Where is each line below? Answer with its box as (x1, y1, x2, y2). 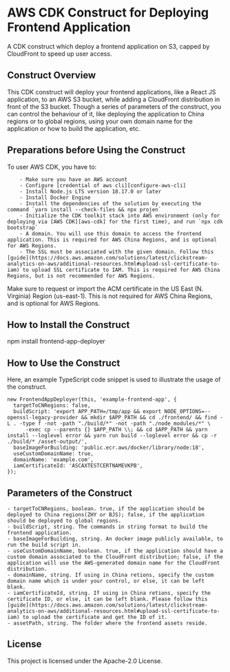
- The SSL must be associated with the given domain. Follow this (19, 248, 214, 255)
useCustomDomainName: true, (13, 450, 94, 457)
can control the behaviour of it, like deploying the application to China (7, 109, 205, 118)
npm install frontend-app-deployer (7, 337, 105, 346)
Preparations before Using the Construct (7, 145, 186, 156)
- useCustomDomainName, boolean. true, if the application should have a (7, 547, 224, 554)
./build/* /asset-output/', (7, 439, 88, 445)
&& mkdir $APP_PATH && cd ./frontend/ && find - (81, 414, 224, 421)
